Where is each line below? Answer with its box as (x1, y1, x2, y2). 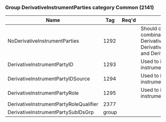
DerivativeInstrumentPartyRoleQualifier (7, 101, 99, 108)
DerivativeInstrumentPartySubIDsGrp (7, 109, 94, 116)
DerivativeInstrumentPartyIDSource (7, 75, 90, 82)
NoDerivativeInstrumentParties (7, 38, 79, 45)
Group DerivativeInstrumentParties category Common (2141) (5, 4, 154, 11)
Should (140, 25, 157, 32)
